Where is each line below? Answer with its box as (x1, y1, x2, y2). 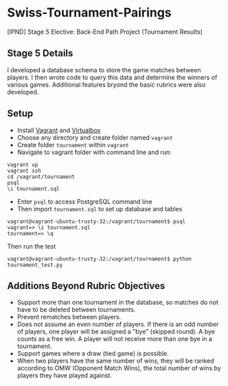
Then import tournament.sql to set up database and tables (16, 204, 183, 213)
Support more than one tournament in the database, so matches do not (16, 298, 218, 307)
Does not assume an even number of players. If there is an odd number (16, 320, 219, 328)
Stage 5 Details (7, 47, 73, 59)
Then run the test (7, 242, 56, 250)
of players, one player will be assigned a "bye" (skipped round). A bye (16, 328, 215, 336)
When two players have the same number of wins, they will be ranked (16, 356, 214, 365)
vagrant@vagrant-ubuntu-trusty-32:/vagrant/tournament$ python (7, 255, 192, 262)
